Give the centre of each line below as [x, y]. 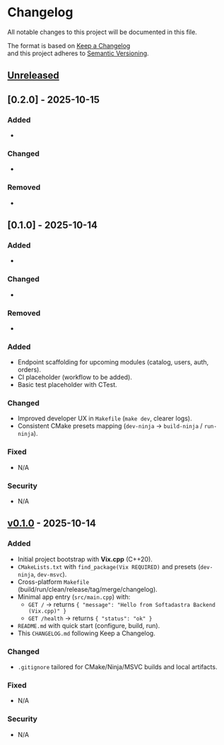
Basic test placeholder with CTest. [67, 385]
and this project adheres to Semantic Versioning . [78, 53]
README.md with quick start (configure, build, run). [89, 625]
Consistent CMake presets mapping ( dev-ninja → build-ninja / [110, 426]
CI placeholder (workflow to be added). [75, 377]
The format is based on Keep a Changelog [69, 45]
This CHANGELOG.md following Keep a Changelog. [86, 633]
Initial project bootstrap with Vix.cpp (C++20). [85, 559]
